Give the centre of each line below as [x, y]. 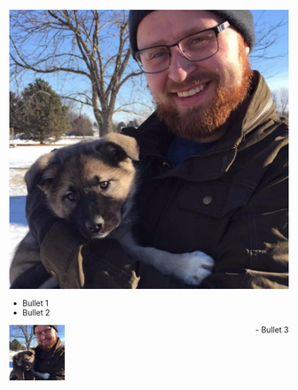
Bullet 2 [36, 312]
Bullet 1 [35, 303]
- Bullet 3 [272, 330]
